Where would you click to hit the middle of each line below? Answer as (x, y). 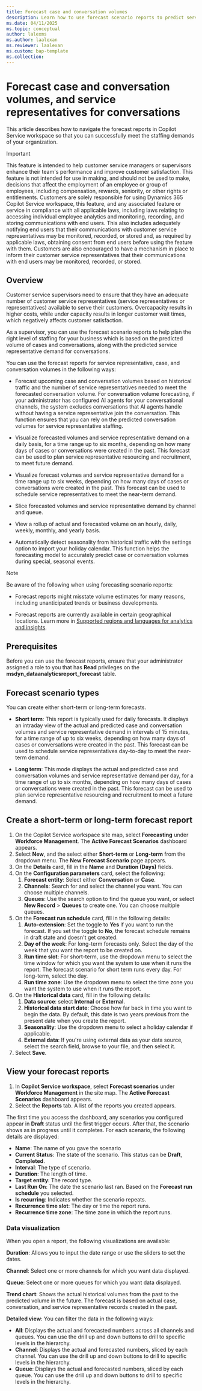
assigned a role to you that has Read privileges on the (73, 667)
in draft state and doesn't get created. (71, 937)
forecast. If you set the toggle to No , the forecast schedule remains (107, 931)
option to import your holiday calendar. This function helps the (92, 549)
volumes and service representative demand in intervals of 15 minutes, (103, 732)
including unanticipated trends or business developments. (87, 603)
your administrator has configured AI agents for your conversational (99, 400)
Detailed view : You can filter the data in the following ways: (80, 1319)
